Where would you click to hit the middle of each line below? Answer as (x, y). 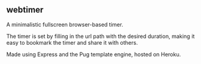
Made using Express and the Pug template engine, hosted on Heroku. (94, 54)
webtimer (25, 10)
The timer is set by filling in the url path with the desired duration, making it (100, 36)
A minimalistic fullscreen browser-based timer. (65, 24)
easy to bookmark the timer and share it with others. (72, 42)
